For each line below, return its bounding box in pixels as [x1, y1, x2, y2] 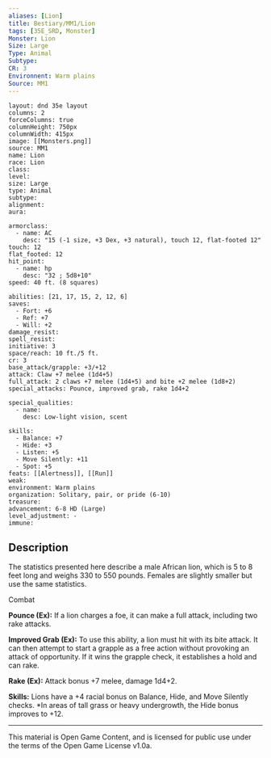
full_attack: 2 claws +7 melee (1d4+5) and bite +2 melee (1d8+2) [8, 377, 236, 385]
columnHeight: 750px [8, 123, 78, 131]
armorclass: [8, 221, 48, 230]
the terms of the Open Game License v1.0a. [8, 741, 152, 751]
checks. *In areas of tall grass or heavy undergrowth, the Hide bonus [8, 701, 240, 710]
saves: [8, 300, 31, 308]
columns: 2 [8, 108, 45, 117]
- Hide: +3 [15, 441, 52, 449]
